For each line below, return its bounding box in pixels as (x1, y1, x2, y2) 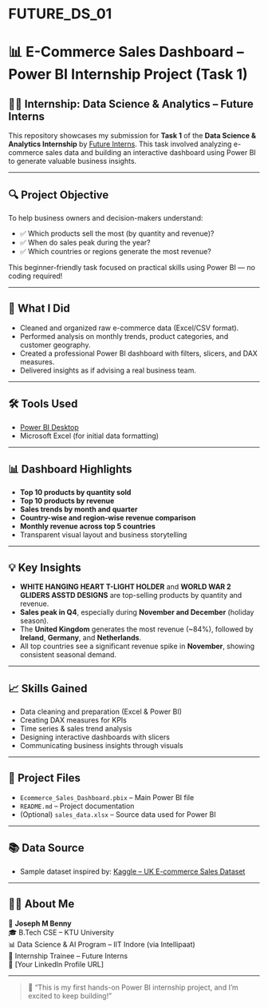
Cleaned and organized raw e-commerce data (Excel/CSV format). (19, 323, 239, 333)
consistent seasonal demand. (19, 650, 117, 659)
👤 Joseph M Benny (8, 918, 72, 928)
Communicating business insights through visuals (19, 741, 183, 751)
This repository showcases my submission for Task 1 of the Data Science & (8, 131, 257, 141)
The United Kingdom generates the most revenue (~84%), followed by (19, 624, 254, 634)
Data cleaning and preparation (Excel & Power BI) (19, 707, 182, 716)
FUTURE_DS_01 (8, 5, 112, 23)
